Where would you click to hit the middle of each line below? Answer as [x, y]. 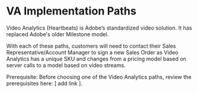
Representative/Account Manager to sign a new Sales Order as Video [92, 52]
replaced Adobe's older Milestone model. [58, 34]
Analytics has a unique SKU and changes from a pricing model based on [96, 59]
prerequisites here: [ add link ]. [44, 83]
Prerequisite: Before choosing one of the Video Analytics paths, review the [99, 77]
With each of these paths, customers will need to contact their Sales [91, 46]
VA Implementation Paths [72, 11]
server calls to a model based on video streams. [66, 65]
